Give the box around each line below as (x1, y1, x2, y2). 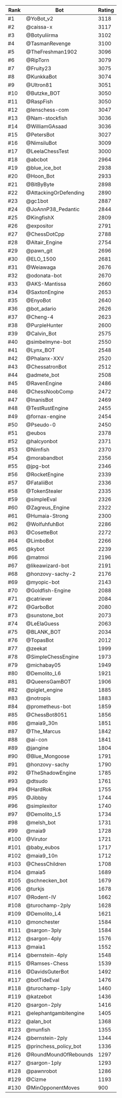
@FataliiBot (26, 479, 53, 486)
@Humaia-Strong (26, 513, 69, 519)
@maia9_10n (26, 852, 58, 859)
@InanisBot (26, 396, 53, 403)
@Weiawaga (26, 264, 56, 271)
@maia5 (26, 869, 46, 876)
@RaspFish (26, 98, 53, 105)
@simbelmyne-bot (26, 339, 71, 345)
